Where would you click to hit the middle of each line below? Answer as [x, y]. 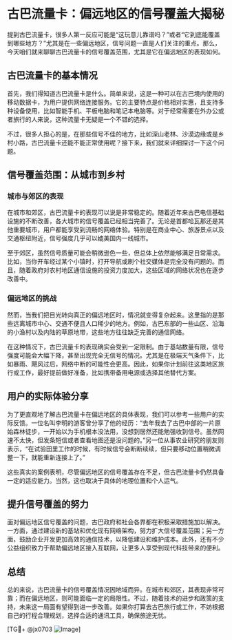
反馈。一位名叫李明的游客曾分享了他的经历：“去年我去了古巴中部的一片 [114, 423]
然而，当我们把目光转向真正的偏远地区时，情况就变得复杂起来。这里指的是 [113, 315]
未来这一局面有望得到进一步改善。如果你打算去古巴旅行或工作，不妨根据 [122, 607]
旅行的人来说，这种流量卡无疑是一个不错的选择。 [82, 119]
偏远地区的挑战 [32, 298]
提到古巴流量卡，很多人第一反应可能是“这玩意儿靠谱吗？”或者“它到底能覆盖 [114, 34]
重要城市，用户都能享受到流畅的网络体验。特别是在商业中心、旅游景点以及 [118, 230]
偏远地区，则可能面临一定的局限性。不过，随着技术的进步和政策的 [124, 598]
